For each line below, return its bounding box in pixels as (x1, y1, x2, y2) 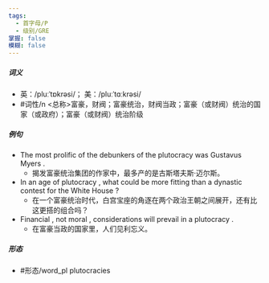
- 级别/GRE (15, 27, 50, 35)
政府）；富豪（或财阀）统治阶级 (41, 109, 144, 119)
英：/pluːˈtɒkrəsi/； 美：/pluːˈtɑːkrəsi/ (19, 89, 142, 99)
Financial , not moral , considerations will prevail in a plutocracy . (19, 215, 234, 224)
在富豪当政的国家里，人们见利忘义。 (31, 224, 153, 234)
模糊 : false (8, 42, 46, 50)
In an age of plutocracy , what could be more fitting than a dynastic (19, 178, 243, 187)
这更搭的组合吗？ (31, 206, 89, 215)
